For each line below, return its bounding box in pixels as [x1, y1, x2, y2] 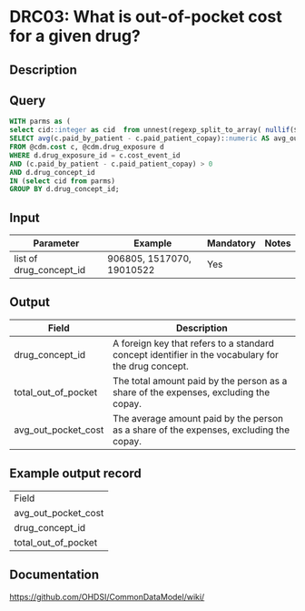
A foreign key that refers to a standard [112, 337, 275, 350]
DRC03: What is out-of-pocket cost [9, 6, 283, 27]
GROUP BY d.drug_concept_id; [9, 185, 120, 194]
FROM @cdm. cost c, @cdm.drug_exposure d [9, 143, 165, 152]
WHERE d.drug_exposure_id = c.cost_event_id [9, 150, 181, 160]
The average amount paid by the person [112, 412, 284, 424]
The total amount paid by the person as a [112, 374, 288, 387]
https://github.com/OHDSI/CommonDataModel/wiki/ [9, 591, 205, 602]
